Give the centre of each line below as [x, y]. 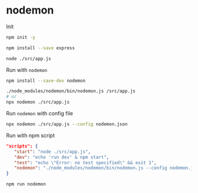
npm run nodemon [26, 184]
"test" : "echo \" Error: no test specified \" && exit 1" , [85, 162]
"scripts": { [22, 146]
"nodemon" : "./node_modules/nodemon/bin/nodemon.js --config [90, 168]
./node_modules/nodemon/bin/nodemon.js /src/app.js [71, 91]
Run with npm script [30, 135]
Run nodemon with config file [40, 114]
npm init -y [21, 37]
